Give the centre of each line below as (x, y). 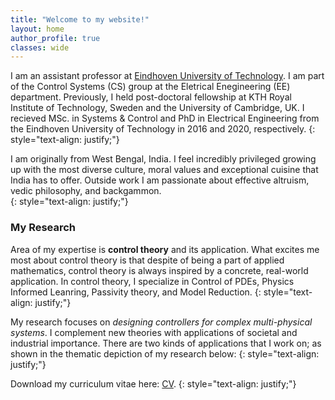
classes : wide (40, 47)
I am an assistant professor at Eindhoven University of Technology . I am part (167, 76)
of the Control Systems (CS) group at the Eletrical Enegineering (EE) (150, 87)
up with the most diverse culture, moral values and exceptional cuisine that (164, 170)
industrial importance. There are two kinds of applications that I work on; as (166, 343)
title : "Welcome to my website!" (80, 19)
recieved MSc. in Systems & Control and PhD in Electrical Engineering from (165, 118)
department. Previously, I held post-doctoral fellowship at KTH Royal (151, 97)
